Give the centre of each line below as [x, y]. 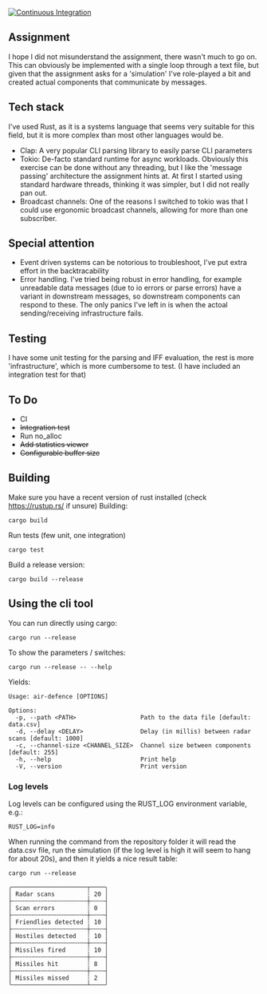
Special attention [51, 244]
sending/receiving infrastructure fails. [81, 313]
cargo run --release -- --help [60, 667]
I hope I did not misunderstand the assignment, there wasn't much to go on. [133, 57]
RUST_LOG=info [32, 826]
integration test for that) [47, 374]
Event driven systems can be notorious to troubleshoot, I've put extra [133, 263]
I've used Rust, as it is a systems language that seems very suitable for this [132, 126]
